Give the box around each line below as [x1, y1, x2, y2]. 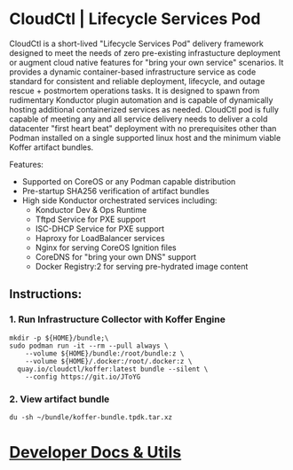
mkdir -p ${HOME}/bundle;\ [9, 333, 109, 342]
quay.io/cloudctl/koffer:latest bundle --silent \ [17, 364, 209, 373]
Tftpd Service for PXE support [35, 214, 146, 224]
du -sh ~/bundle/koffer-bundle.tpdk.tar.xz [9, 412, 173, 421]
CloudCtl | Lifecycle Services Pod [9, 9, 261, 29]
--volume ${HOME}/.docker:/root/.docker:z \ [25, 356, 193, 365]
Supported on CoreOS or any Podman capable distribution [21, 176, 236, 186]
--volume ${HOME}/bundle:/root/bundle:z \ [25, 349, 185, 358]
